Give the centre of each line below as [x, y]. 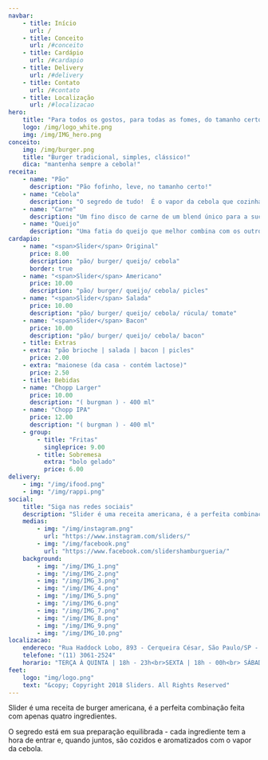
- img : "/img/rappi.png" [64, 492]
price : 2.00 [49, 358]
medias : [35, 522]
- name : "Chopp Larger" [62, 388]
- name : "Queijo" [51, 224]
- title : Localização [58, 98]
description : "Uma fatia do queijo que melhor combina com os [135, 232]
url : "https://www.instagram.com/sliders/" [117, 537]
